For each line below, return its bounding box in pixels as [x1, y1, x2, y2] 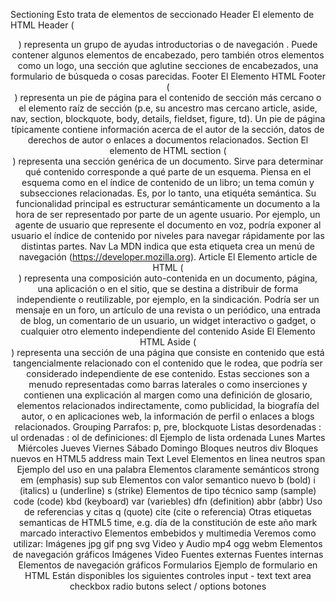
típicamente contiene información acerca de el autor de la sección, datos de [11, 124, 325, 135]
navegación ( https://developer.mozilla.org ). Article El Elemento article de [18, 251, 318, 263]
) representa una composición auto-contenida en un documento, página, [18, 272, 318, 284]
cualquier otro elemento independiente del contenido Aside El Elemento [20, 325, 316, 337]
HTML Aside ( [139, 336, 197, 348]
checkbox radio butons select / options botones [69, 580, 267, 592]
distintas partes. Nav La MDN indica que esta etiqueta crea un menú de [21, 240, 315, 252]
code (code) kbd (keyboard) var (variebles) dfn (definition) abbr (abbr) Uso [13, 495, 323, 507]
